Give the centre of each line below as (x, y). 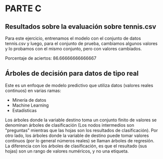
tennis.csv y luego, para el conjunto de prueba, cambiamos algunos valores (81, 44)
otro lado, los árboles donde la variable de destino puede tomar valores (77, 136)
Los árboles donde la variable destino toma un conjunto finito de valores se (81, 120)
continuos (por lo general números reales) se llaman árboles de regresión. (80, 140)
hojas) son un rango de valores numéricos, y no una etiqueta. (67, 151)
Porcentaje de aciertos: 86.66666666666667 (51, 58)
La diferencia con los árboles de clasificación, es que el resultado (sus (76, 146)
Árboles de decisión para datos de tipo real (72, 74)
